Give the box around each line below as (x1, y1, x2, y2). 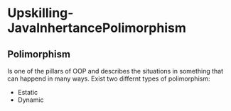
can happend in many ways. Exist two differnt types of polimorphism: (7, 74, 210, 83)
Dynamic (17, 95, 44, 104)
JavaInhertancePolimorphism (7, 20, 186, 36)
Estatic (17, 88, 38, 96)
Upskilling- (7, 5, 74, 21)
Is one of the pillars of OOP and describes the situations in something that (7, 67, 224, 75)
